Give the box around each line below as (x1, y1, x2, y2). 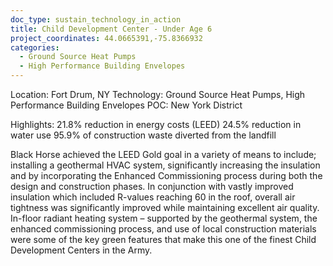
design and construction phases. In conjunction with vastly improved (10, 181, 294, 192)
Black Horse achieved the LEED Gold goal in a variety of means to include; (10, 149, 317, 160)
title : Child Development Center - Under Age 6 (10, 24, 213, 34)
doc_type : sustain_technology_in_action (10, 14, 182, 25)
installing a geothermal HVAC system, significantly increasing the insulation (10, 159, 321, 171)
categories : (10, 42, 60, 53)
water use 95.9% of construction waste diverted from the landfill (10, 129, 277, 141)
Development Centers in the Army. (10, 244, 153, 256)
